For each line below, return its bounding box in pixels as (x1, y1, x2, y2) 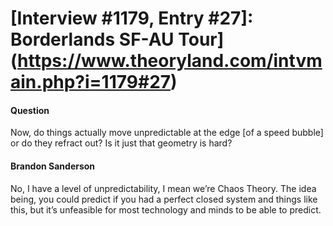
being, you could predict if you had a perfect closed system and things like (10, 193, 318, 205)
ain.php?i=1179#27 (10, 71, 172, 94)
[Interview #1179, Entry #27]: (10, 7, 254, 30)
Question (10, 104, 50, 116)
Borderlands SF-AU (10, 28, 175, 51)
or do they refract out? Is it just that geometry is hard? (10, 137, 233, 149)
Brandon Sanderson (10, 160, 96, 172)
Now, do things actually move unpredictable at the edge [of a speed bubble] (10, 127, 324, 139)
